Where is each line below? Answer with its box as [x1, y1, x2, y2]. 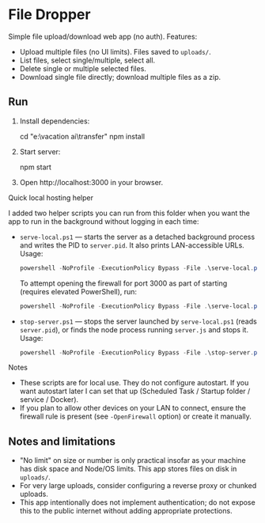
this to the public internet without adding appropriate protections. [19, 506, 233, 516]
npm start [19, 162, 51, 172]
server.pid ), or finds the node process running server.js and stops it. [19, 324, 249, 334]
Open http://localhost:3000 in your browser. [19, 177, 164, 187]
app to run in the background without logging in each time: [8, 216, 199, 226]
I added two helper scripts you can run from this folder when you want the [8, 208, 251, 218]
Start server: [19, 146, 61, 156]
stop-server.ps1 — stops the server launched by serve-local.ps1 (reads [19, 316, 257, 326]
